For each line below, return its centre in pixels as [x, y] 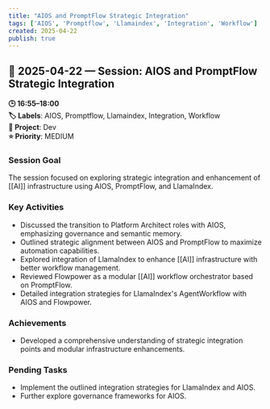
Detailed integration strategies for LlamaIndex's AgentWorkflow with [133, 293]
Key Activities [36, 207]
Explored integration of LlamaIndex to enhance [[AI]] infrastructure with [139, 259]
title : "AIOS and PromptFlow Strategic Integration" [99, 16]
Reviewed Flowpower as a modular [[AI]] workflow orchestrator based [137, 276]
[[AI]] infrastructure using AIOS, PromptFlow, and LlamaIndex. [111, 186]
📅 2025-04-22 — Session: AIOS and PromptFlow [133, 71]
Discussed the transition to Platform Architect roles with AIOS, [123, 225]
